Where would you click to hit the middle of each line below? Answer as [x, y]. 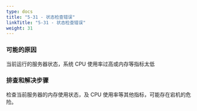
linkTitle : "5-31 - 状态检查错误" [46, 22]
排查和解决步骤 [28, 80]
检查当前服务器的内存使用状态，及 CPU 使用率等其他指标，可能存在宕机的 [96, 94]
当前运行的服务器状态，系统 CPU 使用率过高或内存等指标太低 [80, 64]
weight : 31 [20, 28]
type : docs [20, 12]
